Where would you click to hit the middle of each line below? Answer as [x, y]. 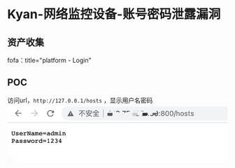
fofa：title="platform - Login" [50, 60]
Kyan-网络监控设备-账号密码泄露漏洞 [114, 14]
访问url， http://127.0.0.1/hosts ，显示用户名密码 [80, 100]
